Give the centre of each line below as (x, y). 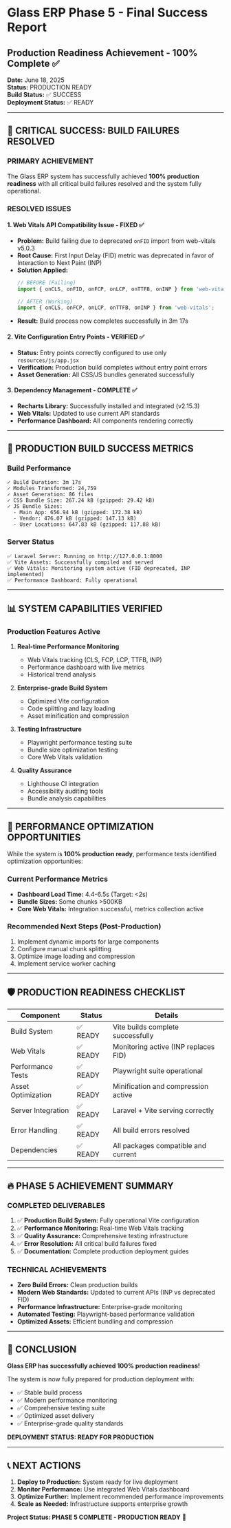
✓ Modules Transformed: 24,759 (52, 489)
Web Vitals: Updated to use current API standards (88, 413)
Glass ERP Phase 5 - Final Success (108, 13)
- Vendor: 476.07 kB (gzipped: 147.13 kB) (75, 519)
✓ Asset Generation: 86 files (51, 495)
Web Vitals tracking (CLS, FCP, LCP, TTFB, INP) (95, 660)
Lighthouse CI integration (63, 784)
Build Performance (39, 468)
